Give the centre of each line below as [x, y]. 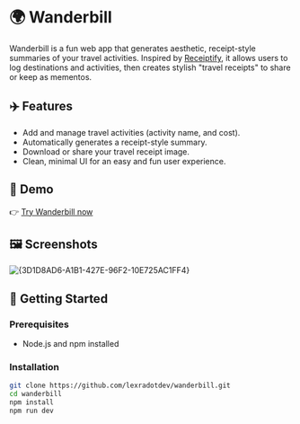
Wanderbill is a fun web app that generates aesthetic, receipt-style [132, 48]
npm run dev [31, 411]
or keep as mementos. [51, 76]
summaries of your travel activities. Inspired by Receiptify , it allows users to [149, 57]
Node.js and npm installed [71, 344]
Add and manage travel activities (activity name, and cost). [131, 132]
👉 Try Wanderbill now [51, 211]
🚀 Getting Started [59, 299]
